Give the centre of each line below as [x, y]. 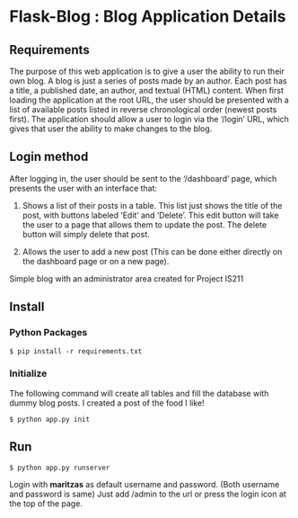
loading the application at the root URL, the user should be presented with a [149, 100]
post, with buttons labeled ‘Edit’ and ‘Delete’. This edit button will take [150, 215]
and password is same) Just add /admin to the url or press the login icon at [148, 494]
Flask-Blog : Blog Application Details [148, 17]
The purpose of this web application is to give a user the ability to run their [147, 71]
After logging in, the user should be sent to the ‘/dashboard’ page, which [143, 178]
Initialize [28, 373]
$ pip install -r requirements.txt [76, 351]
